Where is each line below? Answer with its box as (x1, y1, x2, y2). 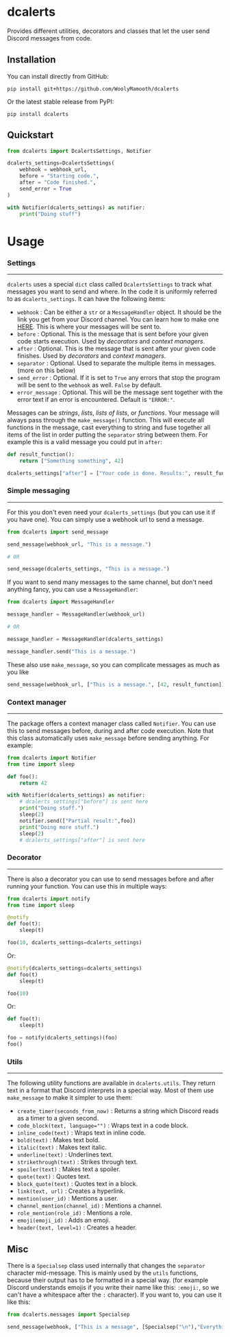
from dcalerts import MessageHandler (7, 599, 115, 605)
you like (7, 668, 29, 676)
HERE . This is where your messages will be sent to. (16, 322, 162, 330)
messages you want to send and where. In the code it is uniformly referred (7, 287, 218, 296)
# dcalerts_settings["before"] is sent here (19, 798, 149, 806)
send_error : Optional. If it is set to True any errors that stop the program (16, 373, 220, 381)
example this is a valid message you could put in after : (7, 437, 163, 446)
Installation (7, 54, 56, 66)
